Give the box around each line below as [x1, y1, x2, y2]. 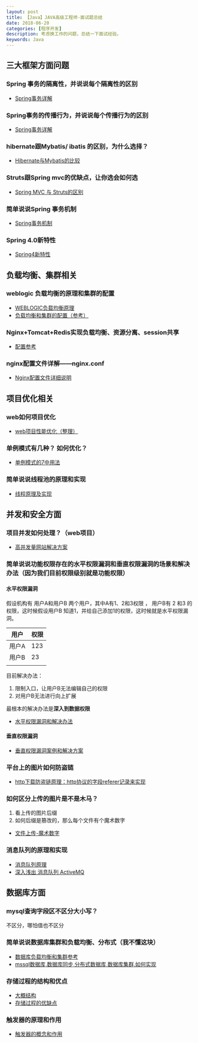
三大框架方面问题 [6, 61, 69, 71]
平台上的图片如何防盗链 [6, 763, 74, 771]
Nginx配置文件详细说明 [14, 374, 72, 381]
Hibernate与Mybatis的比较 [14, 157, 81, 164]
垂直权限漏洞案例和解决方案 [14, 747, 84, 754]
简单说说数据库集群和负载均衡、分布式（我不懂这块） [6, 938, 160, 946]
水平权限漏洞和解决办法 [14, 717, 73, 725]
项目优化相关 [6, 393, 54, 404]
